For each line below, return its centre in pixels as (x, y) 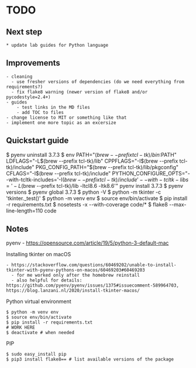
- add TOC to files (40, 112)
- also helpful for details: (47, 281)
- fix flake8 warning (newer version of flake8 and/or (80, 92)
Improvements (33, 63)
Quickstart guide (37, 141)
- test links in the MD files (54, 107)
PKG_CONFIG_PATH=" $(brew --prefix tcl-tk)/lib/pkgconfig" (107, 167)
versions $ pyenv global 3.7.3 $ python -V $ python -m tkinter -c (84, 192)
